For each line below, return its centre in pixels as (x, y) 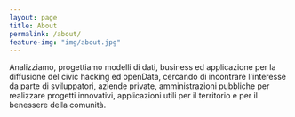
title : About (33, 26)
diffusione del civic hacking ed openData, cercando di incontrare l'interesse (148, 77)
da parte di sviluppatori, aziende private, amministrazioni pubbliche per (140, 86)
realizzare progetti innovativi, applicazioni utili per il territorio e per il (133, 96)
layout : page (33, 17)
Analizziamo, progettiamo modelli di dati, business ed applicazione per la (143, 67)
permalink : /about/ (45, 34)
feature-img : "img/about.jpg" (65, 42)
